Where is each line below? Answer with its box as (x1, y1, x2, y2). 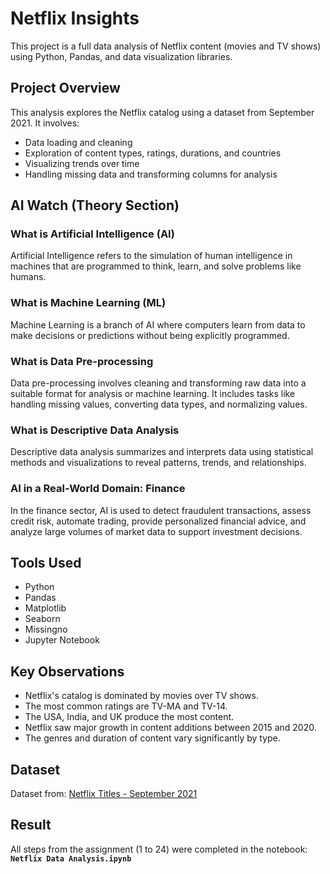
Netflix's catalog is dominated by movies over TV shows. (24, 690, 259, 702)
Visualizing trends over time (24, 157, 140, 169)
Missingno (24, 623, 68, 636)
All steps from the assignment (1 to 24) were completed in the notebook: (10, 843, 308, 855)
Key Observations (10, 663, 125, 680)
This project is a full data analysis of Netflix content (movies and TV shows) (10, 40, 322, 52)
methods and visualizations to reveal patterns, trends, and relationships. (10, 457, 307, 469)
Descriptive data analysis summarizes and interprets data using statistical (10, 446, 314, 458)
